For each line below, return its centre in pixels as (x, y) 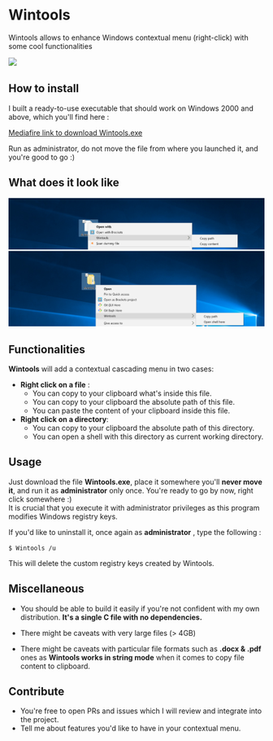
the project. (39, 720)
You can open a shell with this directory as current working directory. (148, 436)
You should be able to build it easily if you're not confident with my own (140, 608)
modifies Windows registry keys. (63, 516)
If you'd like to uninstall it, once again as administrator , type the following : (135, 532)
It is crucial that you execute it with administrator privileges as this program (134, 507)
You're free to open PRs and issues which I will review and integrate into (141, 711)
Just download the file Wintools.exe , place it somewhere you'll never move (135, 481)
